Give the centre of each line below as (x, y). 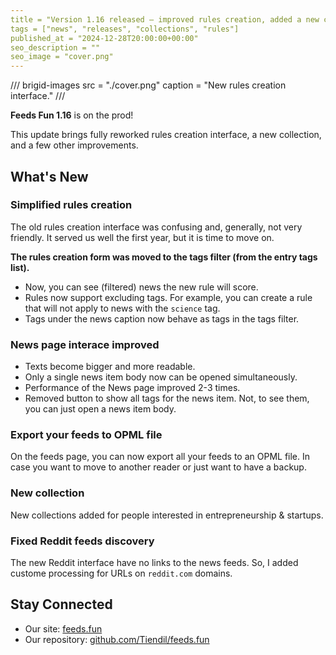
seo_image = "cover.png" (62, 57)
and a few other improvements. (74, 145)
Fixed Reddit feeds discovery (82, 541)
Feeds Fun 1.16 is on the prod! (72, 115)
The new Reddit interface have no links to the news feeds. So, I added (154, 562)
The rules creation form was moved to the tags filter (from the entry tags (164, 257)
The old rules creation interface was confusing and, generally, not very (156, 227)
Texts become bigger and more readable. (110, 367)
